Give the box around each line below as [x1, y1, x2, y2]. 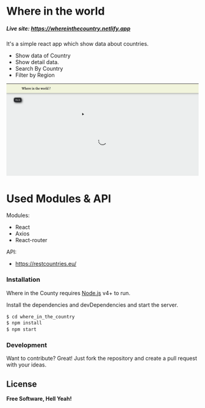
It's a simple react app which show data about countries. [6, 40, 149, 48]
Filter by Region [15, 71, 55, 79]
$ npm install [6, 320, 43, 326]
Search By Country [15, 65, 63, 73]
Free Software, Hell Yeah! [6, 395, 72, 403]
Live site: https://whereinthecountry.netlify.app [6, 24, 131, 32]
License [6, 379, 37, 389]
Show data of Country [15, 52, 71, 59]
